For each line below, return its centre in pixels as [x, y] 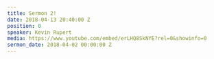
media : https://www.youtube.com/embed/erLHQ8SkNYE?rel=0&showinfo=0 [107, 39]
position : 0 [24, 26]
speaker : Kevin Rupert [39, 32]
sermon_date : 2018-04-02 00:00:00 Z [59, 45]
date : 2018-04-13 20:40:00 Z [49, 20]
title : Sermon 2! [32, 13]
